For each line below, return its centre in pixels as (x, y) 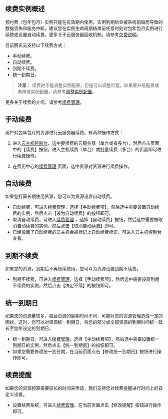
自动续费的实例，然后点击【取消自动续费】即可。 (67, 226)
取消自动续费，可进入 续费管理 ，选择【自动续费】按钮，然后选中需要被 (85, 220)
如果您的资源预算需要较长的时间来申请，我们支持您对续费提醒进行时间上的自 (84, 388)
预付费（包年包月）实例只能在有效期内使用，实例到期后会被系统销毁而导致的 (84, 22)
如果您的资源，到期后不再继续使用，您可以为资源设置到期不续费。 (73, 269)
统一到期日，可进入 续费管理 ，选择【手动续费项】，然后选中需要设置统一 (86, 339)
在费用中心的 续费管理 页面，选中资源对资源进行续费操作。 (72, 166)
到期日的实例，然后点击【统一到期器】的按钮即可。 (65, 345)
